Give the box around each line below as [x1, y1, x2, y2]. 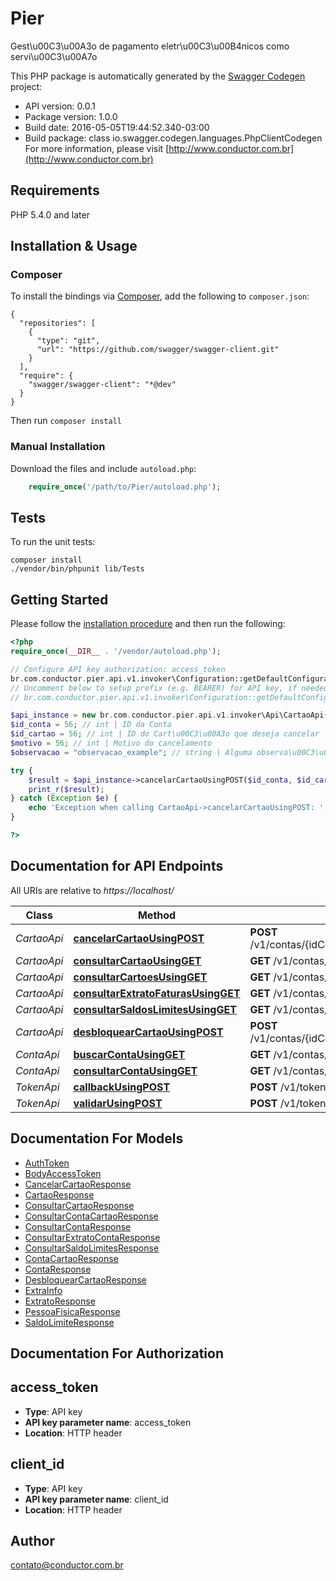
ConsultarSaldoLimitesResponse [24, 1242, 160, 1254]
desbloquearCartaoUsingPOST [73, 1025, 224, 1039]
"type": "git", [36, 336, 101, 346]
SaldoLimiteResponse [24, 1316, 115, 1328]
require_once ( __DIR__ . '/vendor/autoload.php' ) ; [10, 647, 222, 657]
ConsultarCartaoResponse [24, 1199, 135, 1211]
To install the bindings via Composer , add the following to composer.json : [10, 290, 310, 302]
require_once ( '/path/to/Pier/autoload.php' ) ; [28, 482, 222, 492]
